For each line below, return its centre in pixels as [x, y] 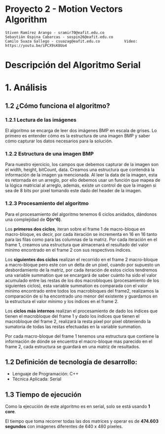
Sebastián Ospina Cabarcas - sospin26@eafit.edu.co [59, 37]
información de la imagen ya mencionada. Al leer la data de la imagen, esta [81, 175]
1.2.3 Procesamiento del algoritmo [47, 203]
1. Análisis [26, 88]
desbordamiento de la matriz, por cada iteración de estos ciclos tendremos [81, 270]
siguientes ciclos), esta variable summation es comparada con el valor [77, 285]
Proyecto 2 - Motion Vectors [64, 9]
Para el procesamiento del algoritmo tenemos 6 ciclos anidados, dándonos [81, 214]
